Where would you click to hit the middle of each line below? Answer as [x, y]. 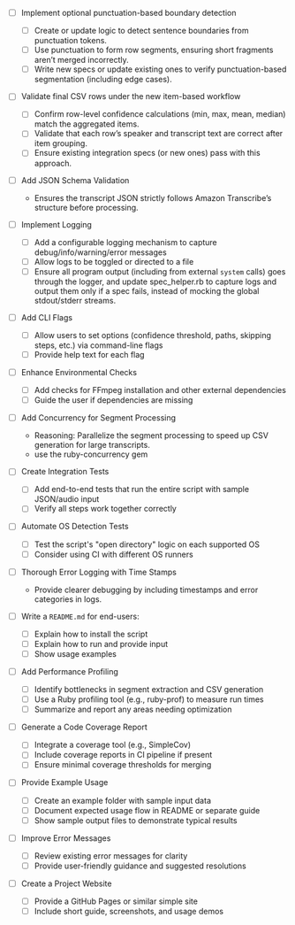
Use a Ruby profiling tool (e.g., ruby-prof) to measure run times [149, 699]
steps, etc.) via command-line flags [98, 345]
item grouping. [61, 143]
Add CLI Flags [46, 317]
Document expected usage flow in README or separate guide [147, 810]
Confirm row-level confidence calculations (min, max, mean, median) [160, 114]
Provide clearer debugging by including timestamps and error [146, 590]
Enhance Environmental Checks [79, 372]
